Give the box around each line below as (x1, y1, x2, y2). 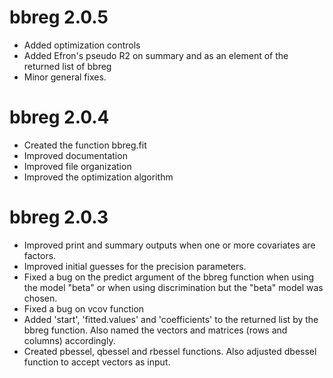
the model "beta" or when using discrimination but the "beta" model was (23, 281, 324, 293)
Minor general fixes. (23, 71, 107, 83)
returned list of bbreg (23, 60, 112, 72)
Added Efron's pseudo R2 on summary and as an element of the (23, 49, 289, 61)
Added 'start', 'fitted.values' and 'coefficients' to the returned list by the (23, 313, 319, 325)
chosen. (23, 292, 58, 304)
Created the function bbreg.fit (23, 139, 147, 151)
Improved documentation (23, 149, 128, 161)
